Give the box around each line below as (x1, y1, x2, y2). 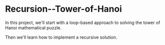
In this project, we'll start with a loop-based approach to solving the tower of (5, 20, 161, 25)
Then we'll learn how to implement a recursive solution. (5, 34, 117, 40)
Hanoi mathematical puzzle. (5, 24, 62, 30)
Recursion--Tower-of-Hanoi (5, 3, 122, 15)
